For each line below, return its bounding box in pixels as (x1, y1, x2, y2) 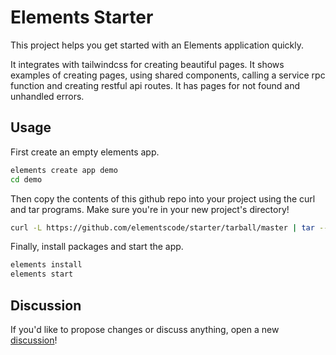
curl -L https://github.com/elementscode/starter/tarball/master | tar (10, 222, 315, 233)
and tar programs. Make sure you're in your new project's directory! (10, 203, 290, 215)
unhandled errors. (10, 90, 85, 102)
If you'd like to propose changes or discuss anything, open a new (10, 323, 280, 335)
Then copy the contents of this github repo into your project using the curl (10, 192, 316, 205)
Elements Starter (10, 6, 154, 29)
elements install (10, 260, 83, 270)
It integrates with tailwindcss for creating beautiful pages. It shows (10, 58, 285, 70)
